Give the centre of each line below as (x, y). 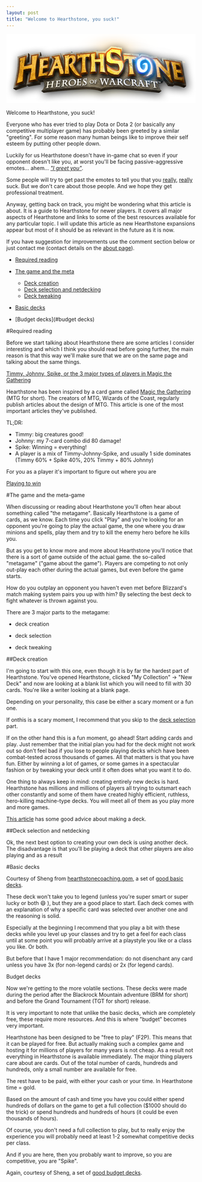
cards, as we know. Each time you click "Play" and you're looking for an (95, 520)
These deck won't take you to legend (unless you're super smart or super (97, 897)
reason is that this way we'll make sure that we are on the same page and (97, 355)
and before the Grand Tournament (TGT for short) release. (78, 1001)
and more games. (28, 807)
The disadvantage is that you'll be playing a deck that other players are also (100, 849)
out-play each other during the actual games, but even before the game (95, 570)
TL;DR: (15, 423)
